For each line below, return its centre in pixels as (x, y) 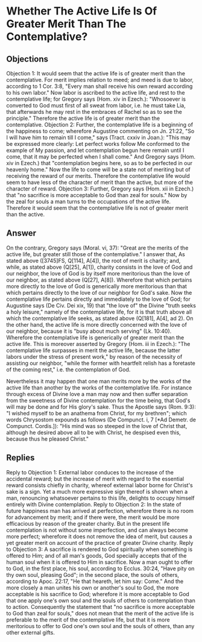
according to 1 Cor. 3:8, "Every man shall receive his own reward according (99, 86)
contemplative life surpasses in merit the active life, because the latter (93, 350)
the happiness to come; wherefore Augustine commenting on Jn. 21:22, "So (100, 131)
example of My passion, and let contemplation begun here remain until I (95, 150)
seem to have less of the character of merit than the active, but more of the (99, 182)
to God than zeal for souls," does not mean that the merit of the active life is (100, 613)
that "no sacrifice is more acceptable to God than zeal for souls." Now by (97, 195)
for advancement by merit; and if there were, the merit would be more (93, 517)
